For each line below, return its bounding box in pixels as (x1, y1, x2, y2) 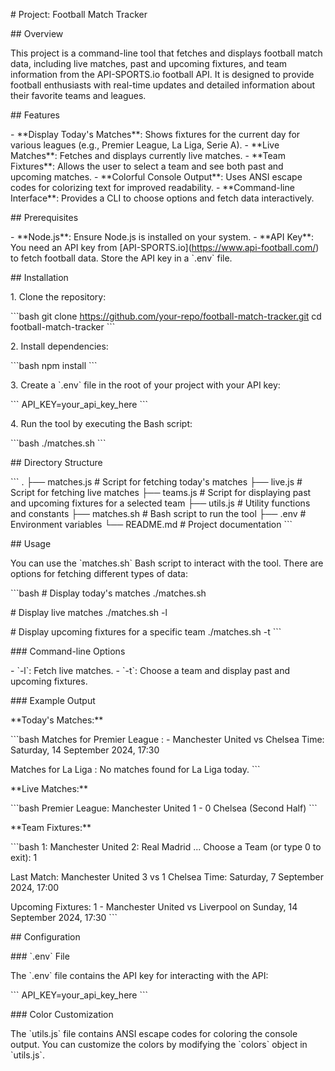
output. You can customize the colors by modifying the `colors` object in (10, 1039, 308, 1050)
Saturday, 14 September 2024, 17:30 (10, 744, 160, 756)
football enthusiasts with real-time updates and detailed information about (10, 79, 316, 91)
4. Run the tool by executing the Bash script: (10, 418, 193, 429)
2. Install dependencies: (10, 340, 109, 352)
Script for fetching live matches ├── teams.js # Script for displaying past (10, 487, 312, 498)
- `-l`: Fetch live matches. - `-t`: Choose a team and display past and (10, 665, 290, 676)
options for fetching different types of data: (10, 568, 188, 579)
